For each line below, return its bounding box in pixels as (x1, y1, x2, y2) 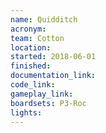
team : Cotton (10, 33, 65, 43)
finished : (10, 61, 52, 71)
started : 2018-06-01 (10, 52, 97, 62)
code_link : (10, 80, 56, 90)
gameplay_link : (10, 89, 74, 99)
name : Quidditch (10, 14, 78, 25)
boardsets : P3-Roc (10, 98, 87, 108)
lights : (10, 107, 43, 118)
